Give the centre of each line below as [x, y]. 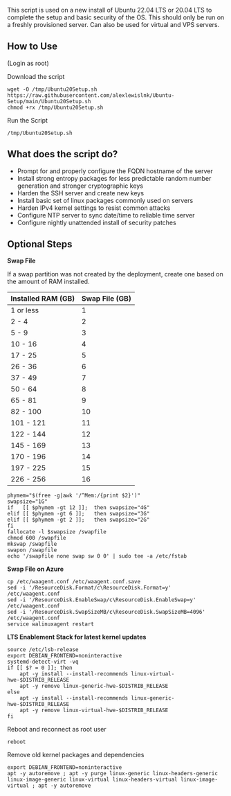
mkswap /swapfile [32, 544]
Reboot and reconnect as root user [57, 729]
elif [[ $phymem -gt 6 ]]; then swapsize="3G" [78, 514]
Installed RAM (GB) [43, 299]
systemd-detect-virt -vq [43, 662]
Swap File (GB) [106, 299]
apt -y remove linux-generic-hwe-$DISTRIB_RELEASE [94, 686]
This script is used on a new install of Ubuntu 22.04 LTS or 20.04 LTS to [110, 10]
